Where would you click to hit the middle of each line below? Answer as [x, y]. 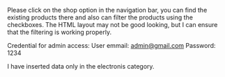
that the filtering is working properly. [60, 32]
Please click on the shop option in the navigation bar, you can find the [107, 10]
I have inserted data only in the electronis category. [81, 66]
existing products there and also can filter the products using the [100, 17]
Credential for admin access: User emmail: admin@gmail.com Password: [111, 45]
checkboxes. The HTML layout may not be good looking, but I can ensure [113, 25]
